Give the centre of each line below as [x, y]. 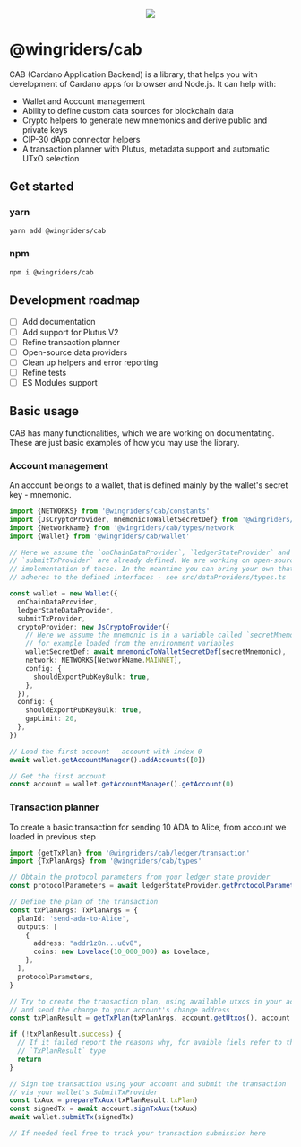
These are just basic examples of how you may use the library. [125, 442]
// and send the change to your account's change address [120, 1010]
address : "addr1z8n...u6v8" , [87, 943]
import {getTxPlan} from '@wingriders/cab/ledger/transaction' [130, 853]
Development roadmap [75, 300]
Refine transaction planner [71, 342]
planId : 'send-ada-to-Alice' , [73, 918]
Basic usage [44, 411]
